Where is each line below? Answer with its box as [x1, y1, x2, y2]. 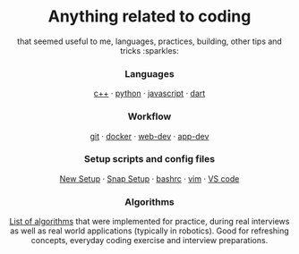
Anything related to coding [47, 6, 252, 27]
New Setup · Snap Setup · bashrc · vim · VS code [59, 173, 240, 184]
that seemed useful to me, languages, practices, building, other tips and [16, 36, 283, 47]
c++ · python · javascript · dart [93, 88, 206, 99]
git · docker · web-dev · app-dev [90, 131, 209, 141]
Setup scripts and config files [83, 153, 216, 165]
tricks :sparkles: [119, 45, 180, 55]
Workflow [127, 110, 172, 123]
